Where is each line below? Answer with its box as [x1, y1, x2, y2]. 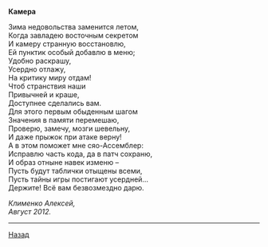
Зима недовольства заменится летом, [8, 22, 140, 31]
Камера [8, 7, 36, 16]
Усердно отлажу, [8, 65, 66, 74]
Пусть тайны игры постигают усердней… [8, 174, 149, 184]
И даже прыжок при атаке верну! [8, 132, 122, 142]
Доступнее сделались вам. [8, 99, 102, 108]
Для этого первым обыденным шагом [8, 107, 138, 116]
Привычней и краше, [8, 90, 80, 99]
